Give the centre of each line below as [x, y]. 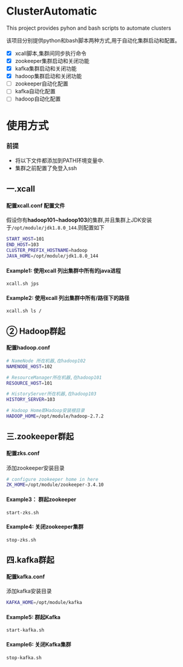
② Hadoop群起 [36, 331]
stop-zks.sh [21, 540]
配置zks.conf [23, 453]
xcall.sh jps [23, 284]
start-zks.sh [23, 513]
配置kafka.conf [26, 576]
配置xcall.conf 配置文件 [36, 205]
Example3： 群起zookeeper [41, 499]
